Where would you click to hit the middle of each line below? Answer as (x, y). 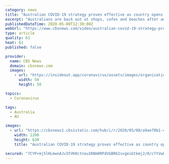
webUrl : (13, 29)
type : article (20, 33)
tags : (11, 107)
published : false (23, 47)
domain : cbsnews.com (31, 66)
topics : (13, 94)
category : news (21, 10)
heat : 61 (14, 43)
